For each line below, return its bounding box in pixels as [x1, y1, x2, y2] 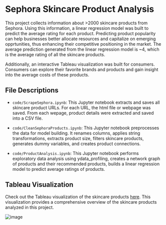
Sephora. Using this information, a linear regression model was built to [5, 25, 149, 31]
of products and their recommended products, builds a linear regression [12, 160, 160, 167]
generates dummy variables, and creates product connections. [12, 141, 141, 147]
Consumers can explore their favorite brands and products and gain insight [5, 66, 159, 73]
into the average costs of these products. [5, 72, 89, 77]
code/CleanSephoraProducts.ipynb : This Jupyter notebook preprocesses [12, 125, 160, 131]
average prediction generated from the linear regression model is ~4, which [5, 46, 160, 52]
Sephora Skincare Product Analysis [5, 3, 155, 15]
